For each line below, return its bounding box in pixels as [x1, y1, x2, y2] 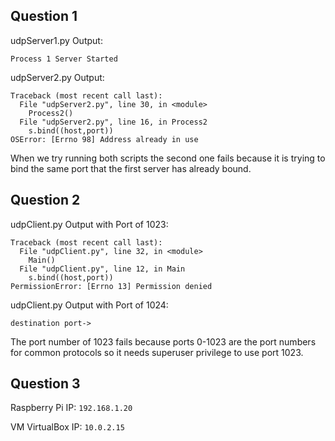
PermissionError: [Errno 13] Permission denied [10, 281, 213, 291]
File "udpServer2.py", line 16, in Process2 [19, 117, 208, 127]
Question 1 [10, 8, 78, 25]
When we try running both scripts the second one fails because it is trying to [10, 152, 326, 164]
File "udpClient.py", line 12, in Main [19, 264, 186, 274]
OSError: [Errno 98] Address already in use [10, 134, 199, 144]
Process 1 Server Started [10, 54, 118, 64]
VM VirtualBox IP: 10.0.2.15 [10, 421, 125, 433]
